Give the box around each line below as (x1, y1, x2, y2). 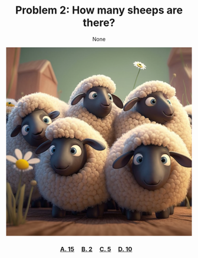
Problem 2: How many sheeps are (15, 4, 183, 17)
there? (82, 16, 115, 29)
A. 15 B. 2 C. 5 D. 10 (60, 245, 133, 253)
